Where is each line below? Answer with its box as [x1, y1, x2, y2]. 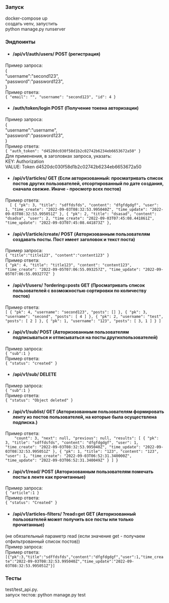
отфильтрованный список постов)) [5, 538, 80, 544]
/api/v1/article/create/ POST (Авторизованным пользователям [12, 231, 150, 237]
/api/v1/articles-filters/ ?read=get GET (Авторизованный [12, 511, 136, 517]
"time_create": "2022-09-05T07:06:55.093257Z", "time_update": [5, 267, 141, 272]
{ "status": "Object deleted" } [5, 398, 73, 403]
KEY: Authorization [5, 158, 44, 164]
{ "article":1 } [5, 490, 39, 496]
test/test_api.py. [5, 586, 39, 592]
